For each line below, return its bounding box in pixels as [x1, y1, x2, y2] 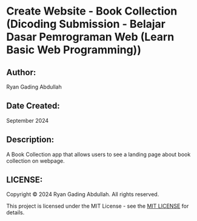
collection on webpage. [6, 157, 65, 165]
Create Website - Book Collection [6, 4, 178, 18]
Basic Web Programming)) [6, 43, 141, 57]
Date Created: [6, 101, 61, 111]
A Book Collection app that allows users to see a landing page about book [6, 151, 191, 158]
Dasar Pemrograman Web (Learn [6, 30, 175, 44]
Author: [6, 67, 36, 77]
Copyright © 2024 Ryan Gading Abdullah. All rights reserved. [6, 191, 159, 198]
